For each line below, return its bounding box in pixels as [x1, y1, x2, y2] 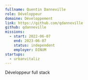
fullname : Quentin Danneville [5, 7, 66, 12]
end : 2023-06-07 [14, 39, 47, 43]
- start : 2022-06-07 [9, 34, 51, 39]
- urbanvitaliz [9, 56, 40, 61]
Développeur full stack [5, 69, 50, 75]
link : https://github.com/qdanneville [5, 20, 83, 26]
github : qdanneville [5, 25, 47, 30]
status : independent [14, 43, 55, 48]
